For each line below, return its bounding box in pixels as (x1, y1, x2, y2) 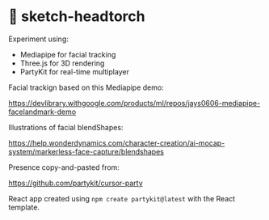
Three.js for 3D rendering (19, 58, 105, 68)
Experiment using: (8, 34, 69, 44)
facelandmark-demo (8, 107, 77, 116)
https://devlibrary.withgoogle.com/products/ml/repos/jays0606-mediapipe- (8, 98, 261, 108)
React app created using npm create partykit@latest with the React (8, 193, 236, 203)
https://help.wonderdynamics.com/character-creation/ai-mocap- (8, 137, 225, 148)
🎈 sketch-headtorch (8, 7, 145, 26)
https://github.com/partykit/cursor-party (8, 178, 143, 188)
